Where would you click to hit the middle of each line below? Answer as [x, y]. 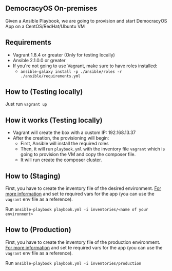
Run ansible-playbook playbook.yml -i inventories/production [73, 263]
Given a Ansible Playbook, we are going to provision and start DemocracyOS [86, 21]
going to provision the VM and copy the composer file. [78, 154]
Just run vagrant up [26, 104]
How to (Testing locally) [44, 92]
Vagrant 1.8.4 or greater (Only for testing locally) [64, 55]
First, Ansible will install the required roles [64, 144]
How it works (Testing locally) [54, 120]
